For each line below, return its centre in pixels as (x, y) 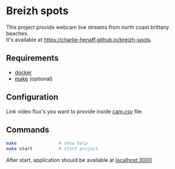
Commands (28, 130)
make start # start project (52, 149)
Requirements (32, 58)
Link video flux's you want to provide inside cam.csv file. (75, 111)
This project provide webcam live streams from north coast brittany (87, 27)
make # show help (47, 143)
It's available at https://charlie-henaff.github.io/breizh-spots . (79, 39)
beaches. (17, 33)
